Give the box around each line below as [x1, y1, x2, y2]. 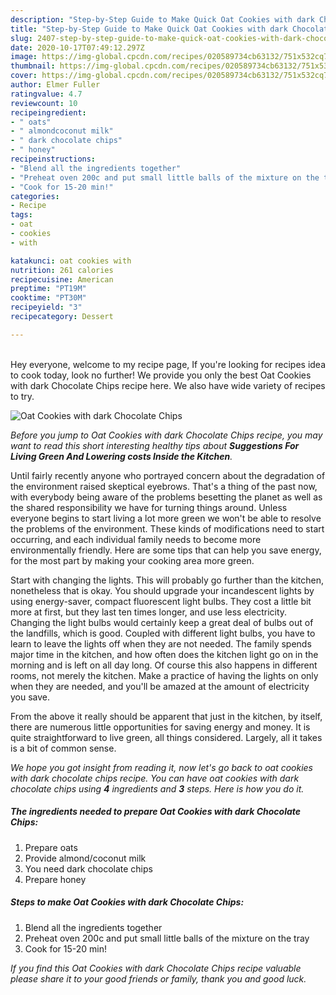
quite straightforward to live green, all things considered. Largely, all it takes [10, 731, 323, 743]
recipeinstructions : [10, 154, 97, 164]
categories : [10, 191, 60, 201]
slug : [10, 33, 33, 43]
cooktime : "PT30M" [10, 293, 87, 303]
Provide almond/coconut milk [24, 852, 147, 864]
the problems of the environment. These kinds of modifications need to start [10, 522, 325, 535]
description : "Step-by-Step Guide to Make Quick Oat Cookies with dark [10, 14, 315, 25]
